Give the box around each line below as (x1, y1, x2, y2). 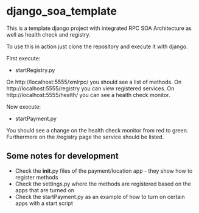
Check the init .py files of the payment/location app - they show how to (15, 167, 193, 175)
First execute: (6, 54, 41, 62)
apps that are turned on (15, 186, 75, 193)
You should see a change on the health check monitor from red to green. (6, 126, 189, 134)
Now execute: (6, 103, 41, 110)
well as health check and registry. (6, 31, 91, 38)
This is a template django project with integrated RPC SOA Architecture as (6, 24, 192, 32)
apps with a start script (15, 200, 73, 207)
